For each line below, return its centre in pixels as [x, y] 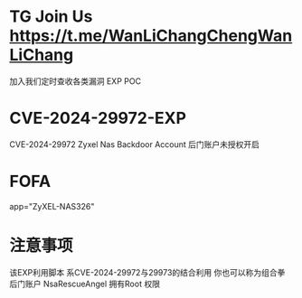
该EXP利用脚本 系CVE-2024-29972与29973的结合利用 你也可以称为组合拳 [147, 272]
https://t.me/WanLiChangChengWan [151, 36]
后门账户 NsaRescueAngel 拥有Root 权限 [85, 284]
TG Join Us [51, 17]
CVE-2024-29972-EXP [98, 118]
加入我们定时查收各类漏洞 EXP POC [75, 81]
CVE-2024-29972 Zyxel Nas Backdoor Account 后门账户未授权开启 [135, 144]
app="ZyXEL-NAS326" [52, 206]
